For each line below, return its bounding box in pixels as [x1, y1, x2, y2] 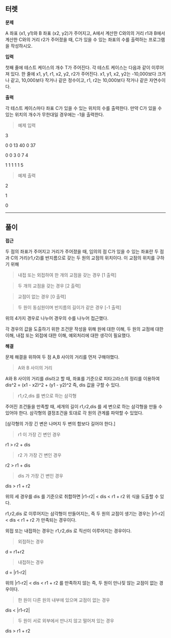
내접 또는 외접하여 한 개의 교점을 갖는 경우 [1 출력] [17, 271, 117, 278]
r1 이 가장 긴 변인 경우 [17, 431, 61, 437]
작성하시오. [10, 43, 33, 49]
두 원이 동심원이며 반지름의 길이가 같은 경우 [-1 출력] [17, 304, 122, 310]
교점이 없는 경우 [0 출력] [17, 293, 66, 299]
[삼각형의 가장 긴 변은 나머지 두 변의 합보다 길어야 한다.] [5, 420, 116, 427]
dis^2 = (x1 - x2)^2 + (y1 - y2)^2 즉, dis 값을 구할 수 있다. [5, 382, 121, 388]
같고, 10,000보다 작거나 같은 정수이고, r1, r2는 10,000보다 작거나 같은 [10, 77, 149, 83]
